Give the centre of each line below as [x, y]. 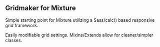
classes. [14, 40]
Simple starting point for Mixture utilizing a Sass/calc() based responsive [80, 20]
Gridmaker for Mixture [40, 8]
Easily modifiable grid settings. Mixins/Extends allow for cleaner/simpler [79, 35]
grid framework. [22, 25]
